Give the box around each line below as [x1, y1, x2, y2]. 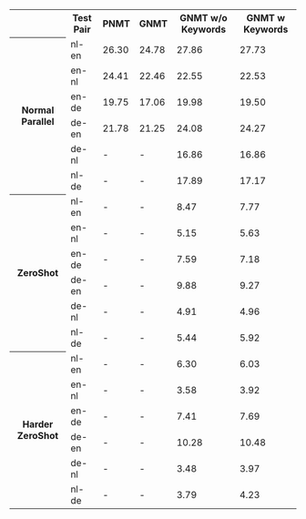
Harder [22, 418, 54, 431]
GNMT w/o [178, 12, 228, 24]
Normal [21, 104, 55, 117]
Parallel [21, 116, 55, 127]
